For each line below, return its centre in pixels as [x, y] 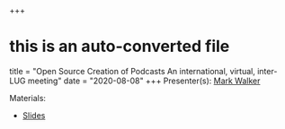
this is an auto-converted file [120, 47]
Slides [34, 115]
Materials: [28, 98]
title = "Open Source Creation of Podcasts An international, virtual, [133, 71]
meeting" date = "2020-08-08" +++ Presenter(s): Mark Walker [144, 81]
